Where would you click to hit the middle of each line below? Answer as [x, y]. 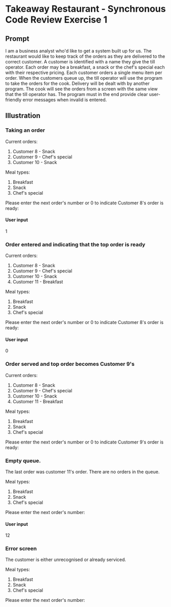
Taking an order [25, 130]
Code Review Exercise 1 [56, 20]
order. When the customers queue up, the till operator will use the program [84, 78]
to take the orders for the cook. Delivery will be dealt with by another [77, 83]
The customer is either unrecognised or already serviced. [66, 559]
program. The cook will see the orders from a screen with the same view [82, 89]
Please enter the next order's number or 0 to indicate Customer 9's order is [84, 442]
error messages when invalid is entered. [65, 100]
